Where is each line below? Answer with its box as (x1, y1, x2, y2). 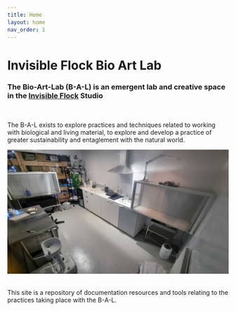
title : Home (7, 11, 42, 18)
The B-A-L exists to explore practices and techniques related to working (7, 120, 216, 129)
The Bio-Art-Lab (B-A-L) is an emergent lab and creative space (7, 82, 226, 92)
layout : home (7, 18, 46, 26)
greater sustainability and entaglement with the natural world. (7, 135, 185, 144)
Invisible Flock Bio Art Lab (7, 57, 162, 73)
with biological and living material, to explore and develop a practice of (7, 128, 212, 136)
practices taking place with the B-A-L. (7, 296, 117, 305)
